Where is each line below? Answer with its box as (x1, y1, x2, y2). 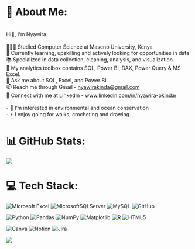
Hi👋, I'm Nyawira (6, 30, 47, 37)
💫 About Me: (6, 5, 68, 19)
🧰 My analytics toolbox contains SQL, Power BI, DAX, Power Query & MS (6, 64, 181, 71)
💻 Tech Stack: (6, 179, 78, 192)
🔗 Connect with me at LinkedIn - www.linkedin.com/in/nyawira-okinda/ (6, 92, 177, 99)
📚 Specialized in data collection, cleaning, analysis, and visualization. (6, 56, 175, 63)
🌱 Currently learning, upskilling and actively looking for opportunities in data (6, 49, 190, 56)
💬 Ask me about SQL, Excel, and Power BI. (6, 77, 108, 84)
